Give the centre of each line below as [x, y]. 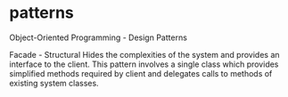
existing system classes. [54, 83]
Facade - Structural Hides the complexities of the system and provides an [144, 54]
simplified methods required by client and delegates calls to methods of [141, 73]
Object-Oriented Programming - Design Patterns [98, 37]
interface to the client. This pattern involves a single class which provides [144, 64]
